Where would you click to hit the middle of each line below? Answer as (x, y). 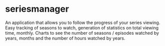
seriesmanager (37, 9)
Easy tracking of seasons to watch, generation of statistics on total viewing (82, 27)
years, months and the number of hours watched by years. (65, 38)
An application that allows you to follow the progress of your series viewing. (83, 23)
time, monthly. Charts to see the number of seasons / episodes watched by (82, 33)
